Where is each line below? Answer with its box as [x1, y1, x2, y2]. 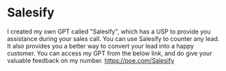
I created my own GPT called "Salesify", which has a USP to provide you [7, 27, 211, 35]
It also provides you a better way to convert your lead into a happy [7, 42, 194, 50]
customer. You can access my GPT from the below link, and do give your [7, 49, 212, 57]
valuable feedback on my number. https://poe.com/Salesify [7, 56, 175, 64]
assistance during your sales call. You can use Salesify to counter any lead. [7, 34, 220, 42]
